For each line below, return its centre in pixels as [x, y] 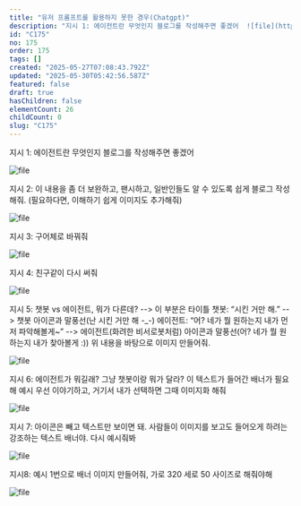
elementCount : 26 [42, 109]
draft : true [31, 92]
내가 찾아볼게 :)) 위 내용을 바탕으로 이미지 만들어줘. [121, 343]
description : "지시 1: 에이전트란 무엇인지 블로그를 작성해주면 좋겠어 [124, 26]
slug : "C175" [34, 126]
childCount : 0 [36, 117]
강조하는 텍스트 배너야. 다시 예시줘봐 [73, 438]
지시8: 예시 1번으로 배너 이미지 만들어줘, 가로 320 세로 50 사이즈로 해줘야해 [141, 474]
